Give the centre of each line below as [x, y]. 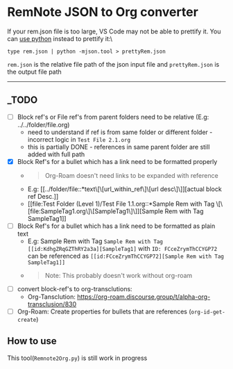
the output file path [35, 72]
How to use [32, 341]
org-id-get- [208, 312]
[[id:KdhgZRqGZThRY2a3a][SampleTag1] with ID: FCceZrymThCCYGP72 [122, 248]
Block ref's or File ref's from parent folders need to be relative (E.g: [113, 117]
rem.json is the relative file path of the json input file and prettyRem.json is [113, 64]
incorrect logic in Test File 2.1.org [79, 139]
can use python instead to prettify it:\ [60, 38]
